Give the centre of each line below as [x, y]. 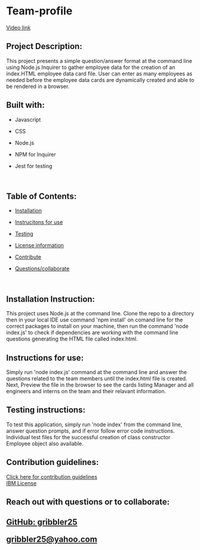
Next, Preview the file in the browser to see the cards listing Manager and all [100, 385]
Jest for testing [33, 166]
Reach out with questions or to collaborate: [88, 502]
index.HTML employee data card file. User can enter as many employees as [99, 74]
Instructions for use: [45, 358]
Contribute [28, 257]
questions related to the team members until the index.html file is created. [97, 379]
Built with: [25, 105]
